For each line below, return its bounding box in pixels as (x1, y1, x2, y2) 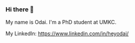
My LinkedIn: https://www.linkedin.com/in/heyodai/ (5, 30, 129, 37)
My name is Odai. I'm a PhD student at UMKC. (5, 19, 117, 26)
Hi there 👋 (5, 5, 35, 14)
